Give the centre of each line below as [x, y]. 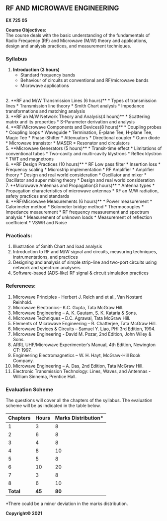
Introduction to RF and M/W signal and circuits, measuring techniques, [85, 252]
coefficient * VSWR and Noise [36, 223]
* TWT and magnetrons [30, 159]
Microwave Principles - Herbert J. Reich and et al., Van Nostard [78, 297]
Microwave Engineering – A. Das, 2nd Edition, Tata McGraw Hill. [78, 366]
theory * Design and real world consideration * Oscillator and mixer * [76, 175]
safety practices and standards [38, 196]
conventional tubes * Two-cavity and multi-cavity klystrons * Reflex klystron [84, 154]
